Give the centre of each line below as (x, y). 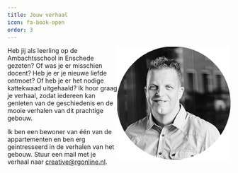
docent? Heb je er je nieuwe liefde (57, 73)
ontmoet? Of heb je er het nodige (56, 80)
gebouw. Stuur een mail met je (52, 155)
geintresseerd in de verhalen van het (61, 147)
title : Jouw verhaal (38, 15)
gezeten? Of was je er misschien (55, 66)
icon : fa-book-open (36, 22)
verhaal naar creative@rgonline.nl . (57, 162)
